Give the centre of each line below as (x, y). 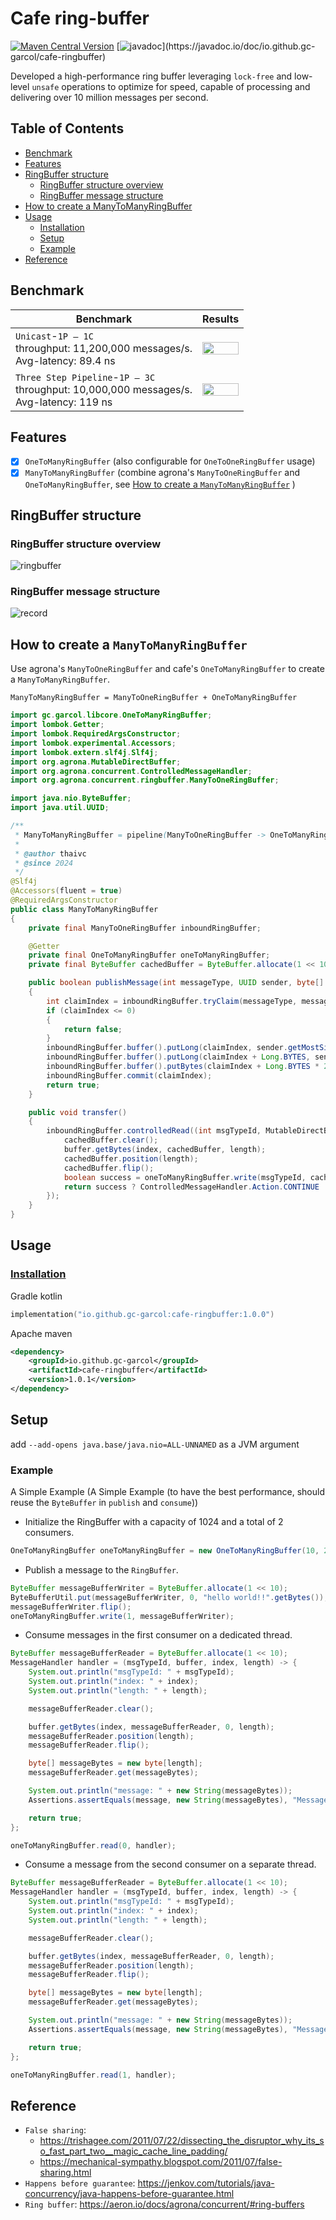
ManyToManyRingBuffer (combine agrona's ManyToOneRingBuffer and (162, 473)
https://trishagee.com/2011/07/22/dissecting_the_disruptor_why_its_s (182, 2141)
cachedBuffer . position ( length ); (131, 1158)
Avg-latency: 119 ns (64, 402)
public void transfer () (78, 1112)
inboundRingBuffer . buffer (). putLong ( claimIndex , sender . (167, 1048)
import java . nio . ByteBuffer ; (71, 798)
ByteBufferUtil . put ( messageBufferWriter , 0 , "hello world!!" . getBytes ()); (169, 1597)
